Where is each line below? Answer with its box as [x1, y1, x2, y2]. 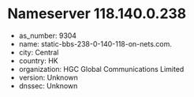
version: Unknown [18, 73, 78, 82]
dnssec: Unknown [18, 80, 78, 91]
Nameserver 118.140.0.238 [7, 5, 187, 23]
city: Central [18, 47, 59, 57]
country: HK [18, 56, 58, 65]
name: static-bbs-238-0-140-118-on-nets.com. [18, 39, 173, 48]
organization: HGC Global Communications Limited [18, 64, 185, 73]
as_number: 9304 [18, 31, 76, 40]
